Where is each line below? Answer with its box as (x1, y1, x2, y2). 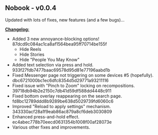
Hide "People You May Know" (19, 56, 80, 63)
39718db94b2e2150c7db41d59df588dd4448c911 (12, 88, 112, 93)
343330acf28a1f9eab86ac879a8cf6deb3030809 (12, 109, 113, 114)
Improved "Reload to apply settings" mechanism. (12, 103, 111, 109)
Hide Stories (19, 51, 45, 57)
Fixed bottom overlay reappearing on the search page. (12, 93, 122, 99)
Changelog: (5, 26, 30, 32)
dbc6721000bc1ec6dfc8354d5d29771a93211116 (12, 77, 109, 83)
